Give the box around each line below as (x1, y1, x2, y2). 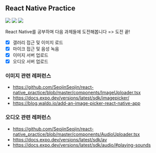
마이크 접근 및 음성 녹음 (12, 46, 60, 52)
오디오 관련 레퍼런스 (5, 114, 51, 121)
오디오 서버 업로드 (12, 58, 48, 64)
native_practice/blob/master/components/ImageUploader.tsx (12, 90, 141, 96)
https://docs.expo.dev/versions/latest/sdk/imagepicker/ (12, 95, 129, 101)
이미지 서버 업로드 (12, 52, 48, 58)
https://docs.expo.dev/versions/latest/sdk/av (12, 136, 107, 142)
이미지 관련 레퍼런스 (5, 72, 51, 79)
